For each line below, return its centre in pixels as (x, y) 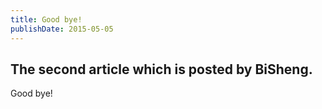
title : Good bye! (46, 19)
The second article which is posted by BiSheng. (161, 69)
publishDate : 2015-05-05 (62, 29)
